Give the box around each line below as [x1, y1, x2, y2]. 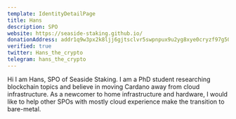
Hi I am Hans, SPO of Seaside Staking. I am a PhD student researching [7, 75, 211, 83]
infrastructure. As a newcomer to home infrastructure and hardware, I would [7, 90, 228, 98]
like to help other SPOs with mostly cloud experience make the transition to [7, 97, 225, 106]
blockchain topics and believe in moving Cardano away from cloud [7, 82, 200, 91]
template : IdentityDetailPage [7, 10, 96, 17]
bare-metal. [7, 104, 41, 113]
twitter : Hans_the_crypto [7, 50, 83, 57]
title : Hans [7, 17, 42, 24]
